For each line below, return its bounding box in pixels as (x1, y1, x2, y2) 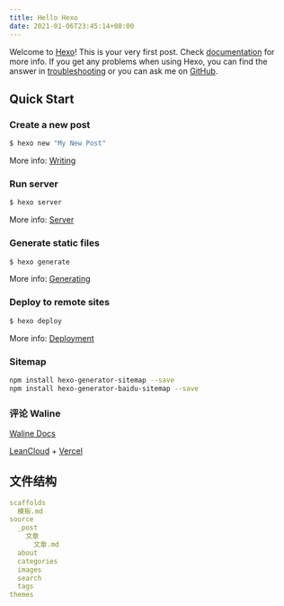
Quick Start (9, 91, 75, 106)
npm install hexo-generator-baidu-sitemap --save (9, 384, 200, 393)
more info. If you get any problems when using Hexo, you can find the (9, 56, 268, 67)
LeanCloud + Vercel (9, 445, 84, 456)
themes (9, 591, 34, 600)
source (9, 515, 34, 524)
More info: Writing (9, 155, 76, 167)
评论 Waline (9, 407, 61, 420)
